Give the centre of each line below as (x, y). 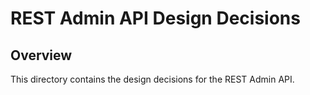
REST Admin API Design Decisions (155, 18)
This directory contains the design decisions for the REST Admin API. (152, 79)
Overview (41, 55)
